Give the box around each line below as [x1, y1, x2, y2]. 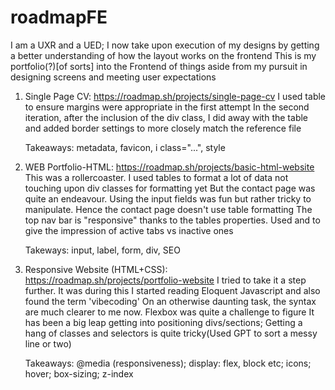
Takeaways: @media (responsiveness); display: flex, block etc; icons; [24, 357, 312, 369]
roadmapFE [10, 6, 108, 29]
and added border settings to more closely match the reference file [24, 122, 302, 134]
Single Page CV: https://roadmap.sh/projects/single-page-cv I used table [24, 90, 326, 102]
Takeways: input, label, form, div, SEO [24, 244, 181, 256]
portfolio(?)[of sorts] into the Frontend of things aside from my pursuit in [10, 60, 308, 72]
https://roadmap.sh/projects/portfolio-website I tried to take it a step [24, 274, 307, 286]
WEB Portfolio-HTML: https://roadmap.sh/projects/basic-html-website [24, 161, 315, 173]
